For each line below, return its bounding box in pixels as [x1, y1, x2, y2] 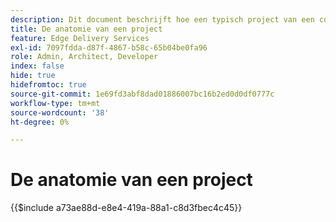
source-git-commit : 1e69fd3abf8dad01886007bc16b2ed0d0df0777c [10, 89, 275, 99]
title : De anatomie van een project [10, 24, 163, 34]
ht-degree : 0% [10, 117, 70, 127]
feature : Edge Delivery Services [10, 33, 150, 43]
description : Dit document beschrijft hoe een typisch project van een [10, 14, 315, 25]
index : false [10, 61, 65, 71]
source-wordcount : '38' [10, 107, 110, 118]
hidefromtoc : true [10, 80, 87, 90]
